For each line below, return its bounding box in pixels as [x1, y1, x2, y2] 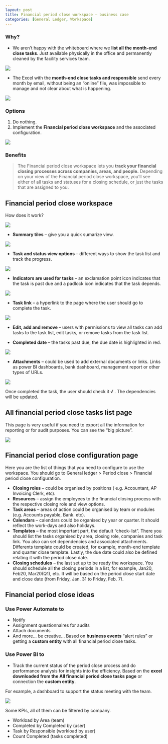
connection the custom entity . [12, 678, 76, 685]
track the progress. [12, 256, 52, 262]
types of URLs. [12, 369, 44, 376]
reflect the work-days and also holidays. [12, 522, 96, 529]
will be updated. [5, 394, 39, 400]
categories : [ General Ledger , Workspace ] [5, 17, 93, 22]
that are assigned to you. [17, 184, 69, 190]
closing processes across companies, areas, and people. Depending [17, 168, 163, 174]
